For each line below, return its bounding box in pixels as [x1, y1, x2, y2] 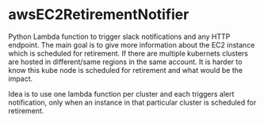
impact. [8, 74, 33, 83]
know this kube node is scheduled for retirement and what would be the [8, 65, 243, 74]
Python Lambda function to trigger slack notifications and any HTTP [8, 32, 231, 41]
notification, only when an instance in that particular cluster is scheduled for [8, 97, 257, 107]
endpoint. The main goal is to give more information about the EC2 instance [8, 40, 255, 49]
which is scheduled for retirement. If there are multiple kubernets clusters [8, 48, 248, 58]
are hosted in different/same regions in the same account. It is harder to [8, 57, 243, 67]
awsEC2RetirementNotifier [8, 6, 189, 24]
